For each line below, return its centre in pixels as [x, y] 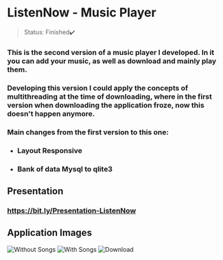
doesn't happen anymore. [51, 113]
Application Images [50, 233]
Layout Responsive [49, 150]
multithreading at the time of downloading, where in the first [110, 96]
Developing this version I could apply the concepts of [98, 88]
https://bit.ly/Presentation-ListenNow [72, 211]
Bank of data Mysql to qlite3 [65, 169]
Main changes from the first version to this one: [88, 132]
